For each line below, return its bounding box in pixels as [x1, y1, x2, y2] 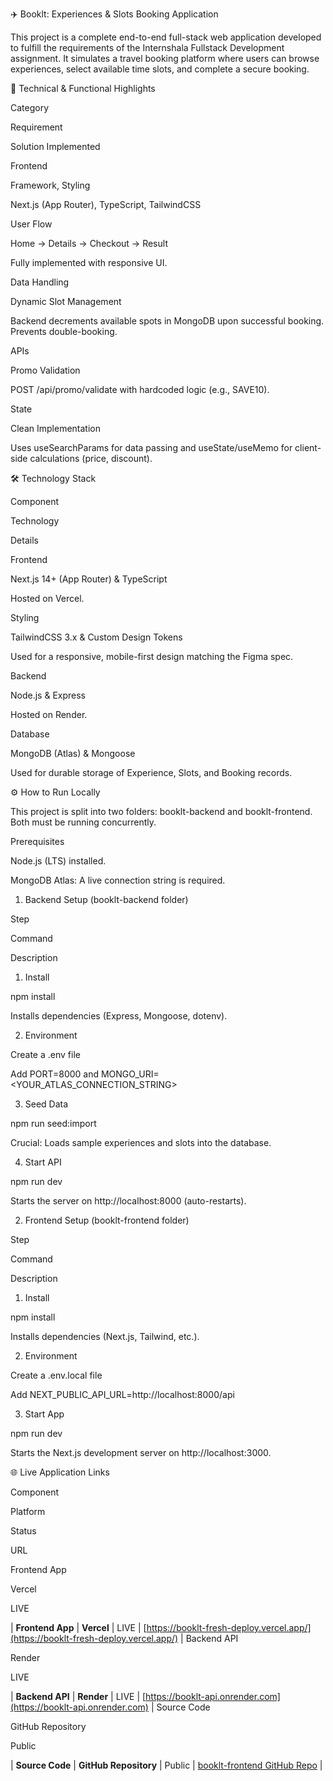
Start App [24, 1408, 65, 1420]
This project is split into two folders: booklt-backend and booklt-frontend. [10, 806, 313, 817]
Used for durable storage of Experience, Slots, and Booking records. [10, 767, 293, 778]
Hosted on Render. [10, 709, 88, 720]
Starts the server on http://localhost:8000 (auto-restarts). [10, 1195, 247, 1207]
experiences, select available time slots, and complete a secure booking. [10, 63, 310, 75]
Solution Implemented [10, 141, 101, 152]
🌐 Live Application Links [10, 1466, 110, 1478]
